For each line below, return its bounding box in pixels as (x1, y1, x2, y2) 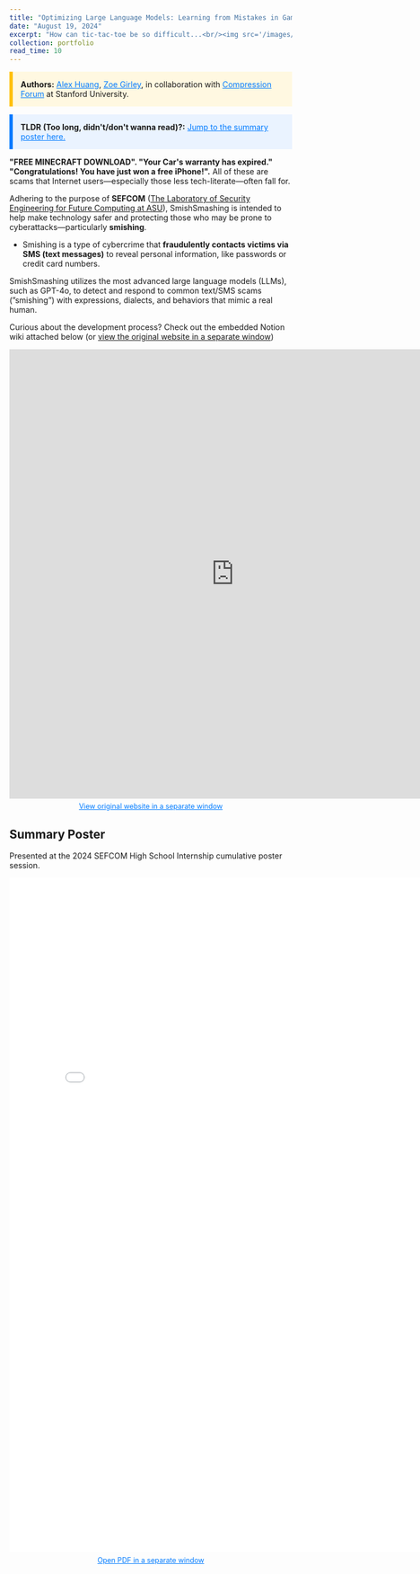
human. (9, 305, 38, 316)
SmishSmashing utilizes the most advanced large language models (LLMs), (9, 276, 287, 287)
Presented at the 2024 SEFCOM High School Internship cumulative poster (9, 850, 283, 861)
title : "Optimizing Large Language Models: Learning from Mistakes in (9, 13, 279, 22)
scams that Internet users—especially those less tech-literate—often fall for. (9, 176, 291, 187)
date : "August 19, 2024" (9, 22, 102, 31)
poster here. (21, 131, 66, 142)
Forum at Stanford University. (21, 89, 129, 100)
